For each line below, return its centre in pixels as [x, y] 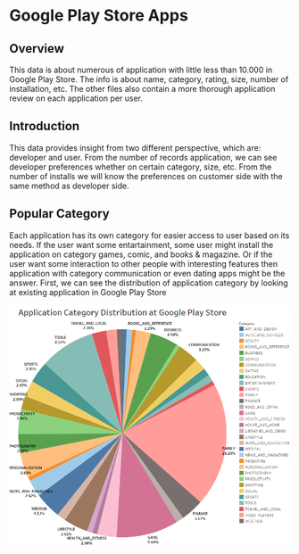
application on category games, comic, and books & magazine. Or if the [141, 254]
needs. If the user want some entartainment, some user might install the [141, 244]
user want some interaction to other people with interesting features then [144, 263]
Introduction [45, 126]
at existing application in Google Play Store [88, 292]
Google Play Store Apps [99, 16]
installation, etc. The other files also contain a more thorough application [142, 89]
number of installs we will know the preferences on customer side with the [146, 176]
